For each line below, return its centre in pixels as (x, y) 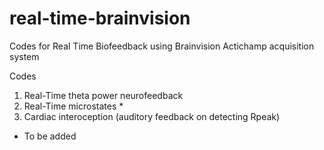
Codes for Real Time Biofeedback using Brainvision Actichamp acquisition (162, 46)
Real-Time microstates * (73, 106)
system (24, 56)
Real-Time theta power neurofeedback (103, 95)
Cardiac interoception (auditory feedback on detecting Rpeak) (152, 116)
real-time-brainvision (100, 18)
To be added (50, 136)
